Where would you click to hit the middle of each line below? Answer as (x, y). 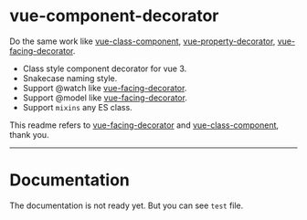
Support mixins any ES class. (77, 107)
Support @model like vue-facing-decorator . (105, 98)
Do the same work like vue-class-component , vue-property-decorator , (143, 41)
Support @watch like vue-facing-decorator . (105, 88)
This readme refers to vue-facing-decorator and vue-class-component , (144, 125)
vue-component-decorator (114, 16)
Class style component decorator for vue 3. (105, 68)
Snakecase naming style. (70, 78)
